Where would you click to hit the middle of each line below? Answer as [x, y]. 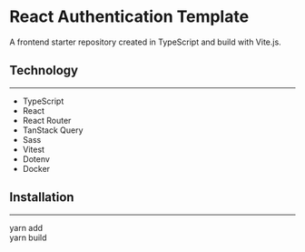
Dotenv [36, 159]
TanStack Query [53, 130]
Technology [44, 71]
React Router [47, 120]
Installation [42, 197]
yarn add [26, 227]
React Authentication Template [129, 17]
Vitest [34, 149]
